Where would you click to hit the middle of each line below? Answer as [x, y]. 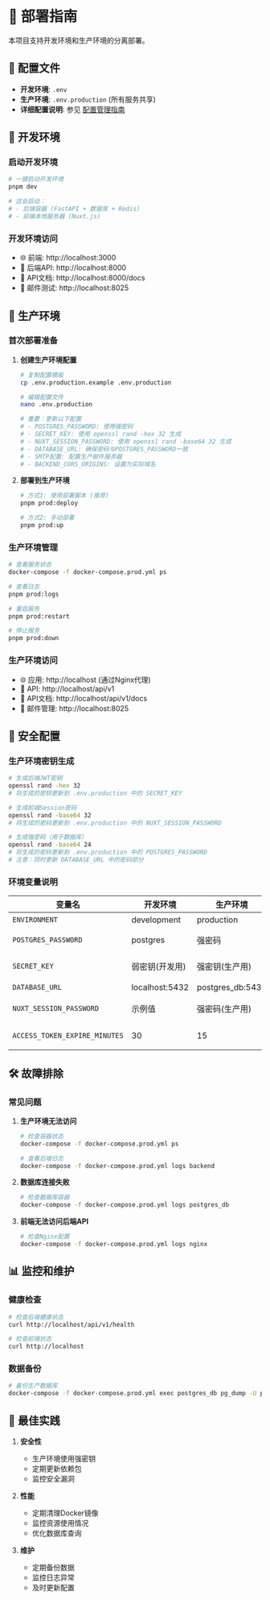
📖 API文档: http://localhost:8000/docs [82, 278]
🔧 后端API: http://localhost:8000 [73, 268]
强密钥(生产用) [224, 966]
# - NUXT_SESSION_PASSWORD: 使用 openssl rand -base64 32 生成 [125, 441]
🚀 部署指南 [43, 17]
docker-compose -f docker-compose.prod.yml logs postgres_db [125, 1205]
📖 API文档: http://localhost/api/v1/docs [84, 698]
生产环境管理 [33, 547]
